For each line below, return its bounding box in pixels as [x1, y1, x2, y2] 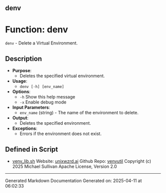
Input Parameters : [12, 104, 50, 110]
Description [5, 54, 42, 63]
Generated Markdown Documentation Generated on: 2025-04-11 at [5, 178, 142, 184]
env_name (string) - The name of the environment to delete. [19, 110, 139, 116]
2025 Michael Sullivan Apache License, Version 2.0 [12, 163, 117, 169]
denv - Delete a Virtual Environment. [5, 40, 78, 46]
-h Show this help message [19, 94, 76, 100]
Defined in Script [5, 145, 58, 153]
